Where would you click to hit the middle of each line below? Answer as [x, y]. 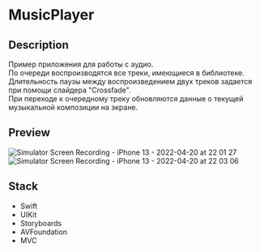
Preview [30, 132]
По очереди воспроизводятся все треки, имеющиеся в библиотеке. [126, 73]
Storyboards [41, 223]
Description [38, 45]
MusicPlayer [51, 15]
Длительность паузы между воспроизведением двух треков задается [130, 81]
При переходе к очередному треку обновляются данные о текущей [126, 98]
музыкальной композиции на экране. [73, 107]
